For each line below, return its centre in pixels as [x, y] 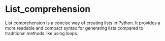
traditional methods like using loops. [42, 33]
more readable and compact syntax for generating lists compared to [74, 28]
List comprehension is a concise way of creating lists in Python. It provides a [83, 23]
